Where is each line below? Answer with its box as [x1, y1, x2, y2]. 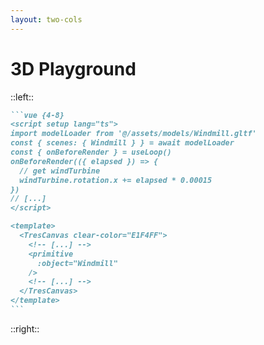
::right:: [10, 322, 40, 335]
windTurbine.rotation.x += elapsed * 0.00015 [19, 175, 213, 185]
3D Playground [10, 57, 137, 80]
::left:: [10, 91, 34, 103]
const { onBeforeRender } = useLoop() [10, 147, 172, 158]
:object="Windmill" [36, 258, 118, 268]
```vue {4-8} [10, 110, 65, 120]
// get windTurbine [19, 166, 101, 176]
